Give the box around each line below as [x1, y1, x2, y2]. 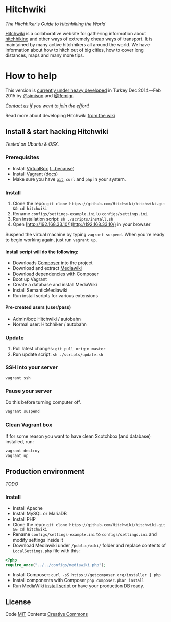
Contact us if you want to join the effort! [5, 102, 89, 109]
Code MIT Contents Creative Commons [5, 611, 88, 617]
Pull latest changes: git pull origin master [12, 345, 106, 351]
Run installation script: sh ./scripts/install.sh [12, 216, 114, 222]
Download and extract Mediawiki [12, 265, 82, 272]
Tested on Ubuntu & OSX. [5, 141, 60, 147]
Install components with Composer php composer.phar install [12, 577, 144, 584]
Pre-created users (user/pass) [5, 304, 71, 310]
